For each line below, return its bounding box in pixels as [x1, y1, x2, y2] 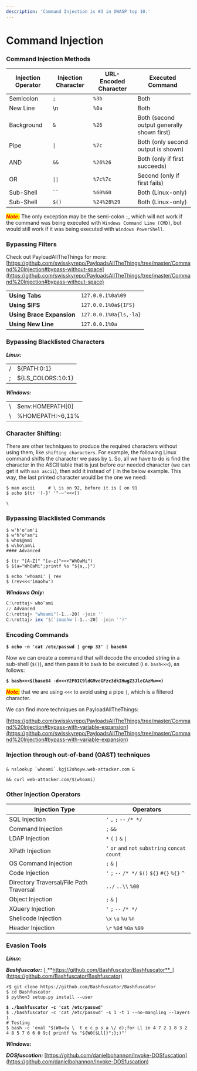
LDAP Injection [9, 834, 50, 843]
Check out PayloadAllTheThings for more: [6, 254, 107, 261]
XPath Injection [9, 847, 51, 855]
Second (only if [137, 171, 180, 180]
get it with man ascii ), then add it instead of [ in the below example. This [6, 468, 182, 474]
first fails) [137, 179, 164, 187]
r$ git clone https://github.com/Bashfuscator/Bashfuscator [6, 984, 157, 989]
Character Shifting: [6, 429, 62, 437]
